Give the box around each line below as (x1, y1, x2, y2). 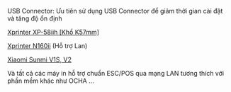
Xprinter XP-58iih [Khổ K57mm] (7, 28, 99, 36)
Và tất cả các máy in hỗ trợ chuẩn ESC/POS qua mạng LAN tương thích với (7, 69, 225, 77)
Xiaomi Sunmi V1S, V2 (7, 55, 72, 64)
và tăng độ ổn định (7, 14, 62, 23)
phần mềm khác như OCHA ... (7, 76, 94, 85)
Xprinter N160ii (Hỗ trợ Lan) (7, 42, 88, 50)
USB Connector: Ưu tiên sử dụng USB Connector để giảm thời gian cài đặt (7, 7, 223, 15)
